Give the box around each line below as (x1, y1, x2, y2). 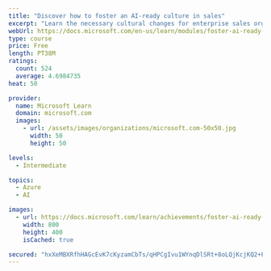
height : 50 (29, 139, 67, 147)
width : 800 (23, 220, 60, 229)
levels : (8, 154, 35, 162)
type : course (8, 34, 52, 43)
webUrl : (8, 27, 35, 35)
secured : (8, 250, 38, 259)
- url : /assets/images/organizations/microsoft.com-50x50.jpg (23, 125, 236, 133)
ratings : (8, 57, 38, 66)
